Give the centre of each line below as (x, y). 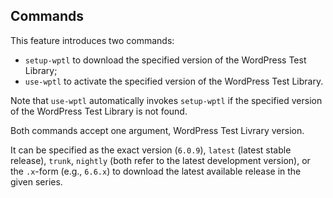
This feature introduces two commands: (92, 40)
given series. (36, 181)
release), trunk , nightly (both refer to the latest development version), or (160, 160)
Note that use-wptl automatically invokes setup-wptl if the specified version (166, 100)
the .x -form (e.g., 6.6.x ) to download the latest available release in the (156, 171)
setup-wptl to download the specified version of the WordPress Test (165, 60)
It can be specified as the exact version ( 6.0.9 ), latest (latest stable (151, 150)
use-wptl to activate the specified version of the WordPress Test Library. (174, 81)
